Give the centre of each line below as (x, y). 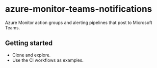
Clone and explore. (31, 55)
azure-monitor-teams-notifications (78, 9)
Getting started (29, 43)
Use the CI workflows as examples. (48, 60)
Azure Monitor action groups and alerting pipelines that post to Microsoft (79, 23)
